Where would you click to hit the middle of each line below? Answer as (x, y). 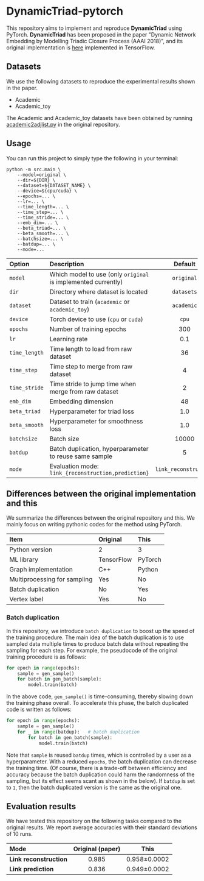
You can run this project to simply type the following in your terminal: (92, 158)
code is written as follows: (39, 709)
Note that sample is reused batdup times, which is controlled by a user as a (99, 755)
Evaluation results (41, 806)
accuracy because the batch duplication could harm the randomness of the (100, 774)
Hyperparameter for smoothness (96, 421)
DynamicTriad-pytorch (65, 11)
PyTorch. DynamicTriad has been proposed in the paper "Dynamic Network (101, 34)
